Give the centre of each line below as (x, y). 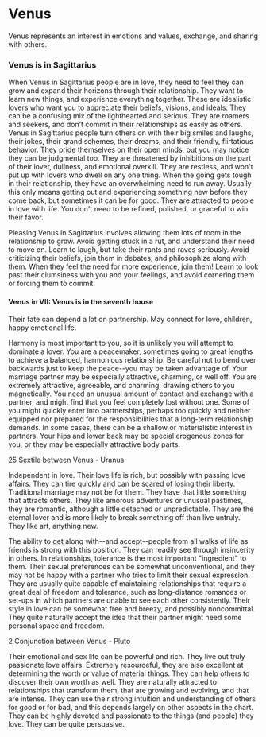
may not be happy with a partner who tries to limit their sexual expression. (129, 575)
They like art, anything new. (53, 526)
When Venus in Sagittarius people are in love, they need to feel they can (126, 82)
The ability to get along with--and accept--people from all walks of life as (128, 541)
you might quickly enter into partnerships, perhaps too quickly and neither (129, 411)
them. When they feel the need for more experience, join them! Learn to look (133, 266)
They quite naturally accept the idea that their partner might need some (125, 618)
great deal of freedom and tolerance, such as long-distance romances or (127, 592)
